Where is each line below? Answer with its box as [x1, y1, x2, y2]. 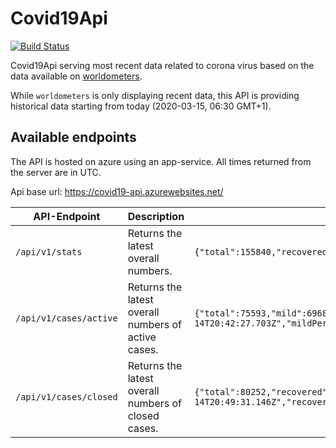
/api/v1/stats [15, 246, 83, 257]
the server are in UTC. [10, 166, 102, 178]
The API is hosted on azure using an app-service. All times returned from [10, 155, 312, 167]
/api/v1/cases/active [15, 312, 118, 324]
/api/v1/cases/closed [15, 391, 118, 402]
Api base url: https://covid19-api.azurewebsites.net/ [10, 185, 224, 197]
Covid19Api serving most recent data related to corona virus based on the [10, 59, 315, 71]
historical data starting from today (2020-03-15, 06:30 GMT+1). [10, 100, 272, 112]
